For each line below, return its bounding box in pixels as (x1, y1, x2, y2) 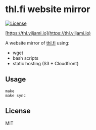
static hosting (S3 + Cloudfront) (12, 60, 79, 66)
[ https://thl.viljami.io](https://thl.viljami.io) (5, 30, 91, 36)
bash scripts (12, 55, 39, 61)
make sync (5, 93, 26, 98)
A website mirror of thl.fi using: (5, 39, 70, 46)
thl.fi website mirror (5, 4, 90, 15)
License (5, 107, 31, 115)
